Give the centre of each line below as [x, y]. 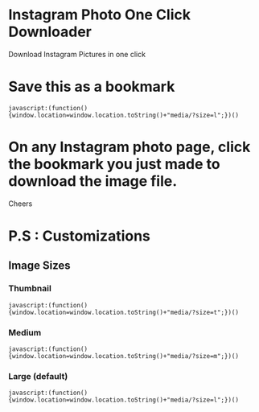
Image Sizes [39, 266]
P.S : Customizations [80, 236]
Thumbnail [30, 289]
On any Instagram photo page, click [129, 147]
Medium [25, 332]
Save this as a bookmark [92, 87]
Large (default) [38, 376]
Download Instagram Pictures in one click [77, 54]
